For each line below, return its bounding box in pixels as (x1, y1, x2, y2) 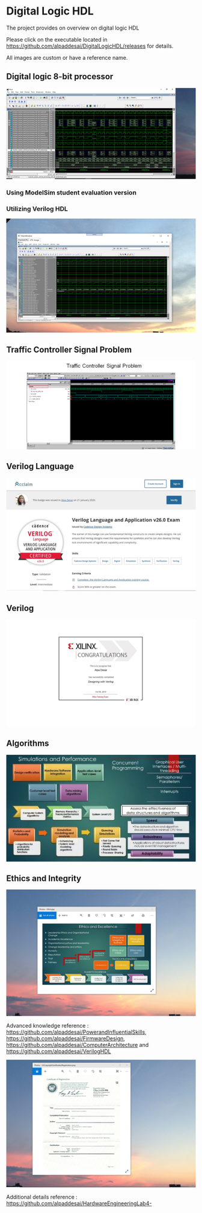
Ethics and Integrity (6, 873, 82, 883)
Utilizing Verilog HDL (6, 204, 68, 213)
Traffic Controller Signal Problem (6, 344, 132, 354)
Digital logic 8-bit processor (6, 71, 114, 82)
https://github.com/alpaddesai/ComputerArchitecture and (6, 1042, 149, 1049)
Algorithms (6, 738, 49, 749)
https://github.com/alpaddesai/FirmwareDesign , (6, 1035, 125, 1042)
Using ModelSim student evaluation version (6, 188, 137, 197)
